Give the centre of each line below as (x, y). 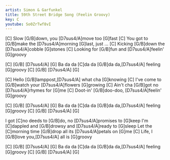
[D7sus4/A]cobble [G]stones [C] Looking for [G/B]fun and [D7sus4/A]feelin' (85, 49)
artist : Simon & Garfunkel (34, 10)
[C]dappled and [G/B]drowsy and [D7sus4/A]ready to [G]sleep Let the (79, 126)
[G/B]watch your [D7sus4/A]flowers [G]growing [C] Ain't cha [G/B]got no (82, 85)
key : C (12, 19)
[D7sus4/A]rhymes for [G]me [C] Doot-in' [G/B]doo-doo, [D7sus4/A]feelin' (83, 90)
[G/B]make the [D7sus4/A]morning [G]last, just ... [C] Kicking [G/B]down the (85, 44)
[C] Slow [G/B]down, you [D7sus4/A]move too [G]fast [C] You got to (77, 38)
